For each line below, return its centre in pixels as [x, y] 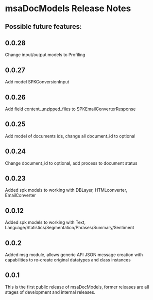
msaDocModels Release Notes [68, 9]
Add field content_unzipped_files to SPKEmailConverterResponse [70, 109]
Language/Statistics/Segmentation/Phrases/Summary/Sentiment [70, 228]
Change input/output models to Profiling [45, 55]
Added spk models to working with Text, [45, 222]
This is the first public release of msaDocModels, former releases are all [77, 287]
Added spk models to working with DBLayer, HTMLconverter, [66, 190]
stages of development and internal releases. [50, 292]
